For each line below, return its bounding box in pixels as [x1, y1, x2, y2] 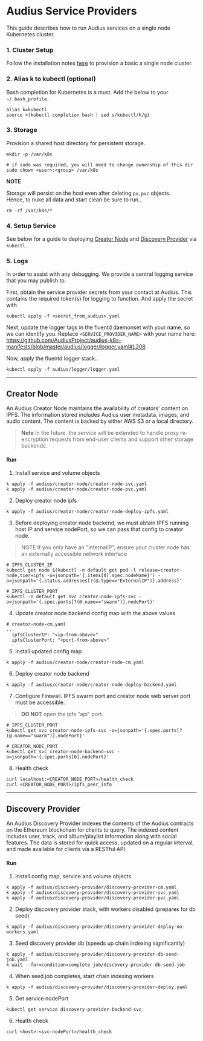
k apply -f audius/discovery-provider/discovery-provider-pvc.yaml [6, 895, 180, 901]
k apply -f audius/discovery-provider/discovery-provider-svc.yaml [6, 890, 180, 896]
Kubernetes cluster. [6, 30, 55, 38]
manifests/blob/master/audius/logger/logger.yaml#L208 [6, 343, 146, 350]
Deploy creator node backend [14, 670, 89, 677]
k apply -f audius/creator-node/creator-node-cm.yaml [6, 659, 145, 666]
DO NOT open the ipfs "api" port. [21, 711, 104, 718]
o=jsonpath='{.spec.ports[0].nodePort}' [6, 754, 110, 760]
